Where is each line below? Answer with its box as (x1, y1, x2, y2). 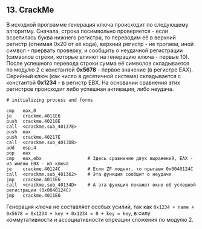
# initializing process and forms (6, 97, 94, 103)
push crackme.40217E (6, 134, 61, 140)
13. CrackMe (6, 5, 54, 15)
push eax (6, 128, 31, 135)
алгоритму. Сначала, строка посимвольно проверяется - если (6, 27, 168, 35)
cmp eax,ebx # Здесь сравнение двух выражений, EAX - (6, 155, 194, 161)
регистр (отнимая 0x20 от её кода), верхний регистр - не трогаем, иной (6, 40, 194, 47)
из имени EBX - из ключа (6, 161, 69, 167)
